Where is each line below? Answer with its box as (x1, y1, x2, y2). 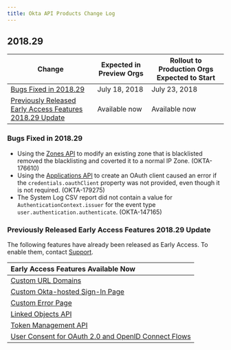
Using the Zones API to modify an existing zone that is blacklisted (16, 149, 203, 157)
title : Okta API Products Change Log (7, 10, 115, 17)
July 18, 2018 (97, 85, 144, 94)
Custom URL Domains (10, 276, 82, 285)
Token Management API (10, 320, 88, 330)
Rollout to (169, 56, 202, 65)
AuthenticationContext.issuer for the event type (16, 200, 156, 208)
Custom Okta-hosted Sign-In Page (10, 287, 125, 296)
